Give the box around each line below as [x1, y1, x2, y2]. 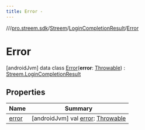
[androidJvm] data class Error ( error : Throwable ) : [6, 64, 126, 71]
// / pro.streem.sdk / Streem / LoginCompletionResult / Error [6, 24, 139, 31]
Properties [6, 87, 46, 97]
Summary [64, 104, 93, 113]
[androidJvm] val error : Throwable [31, 114, 126, 122]
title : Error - [6, 8, 43, 15]
